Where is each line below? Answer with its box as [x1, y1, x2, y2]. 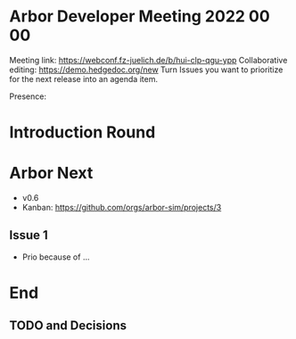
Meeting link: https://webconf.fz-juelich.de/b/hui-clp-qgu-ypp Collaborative [9, 54, 288, 65]
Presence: [9, 91, 47, 102]
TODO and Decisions [9, 318, 127, 334]
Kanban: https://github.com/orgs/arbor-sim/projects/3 [21, 203, 222, 213]
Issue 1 [9, 227, 49, 243]
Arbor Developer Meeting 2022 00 [9, 6, 270, 27]
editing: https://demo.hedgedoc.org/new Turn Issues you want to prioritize [9, 64, 284, 75]
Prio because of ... [21, 252, 90, 262]
